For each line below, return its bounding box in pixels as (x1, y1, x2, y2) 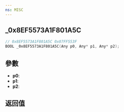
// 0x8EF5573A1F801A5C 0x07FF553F (5, 39, 77, 44)
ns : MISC (5, 7, 23, 13)
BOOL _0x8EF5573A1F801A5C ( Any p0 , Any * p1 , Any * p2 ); (5, 44, 120, 49)
